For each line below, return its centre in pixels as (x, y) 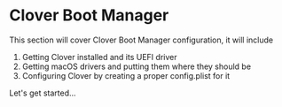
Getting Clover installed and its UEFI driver (99, 57)
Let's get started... (43, 93)
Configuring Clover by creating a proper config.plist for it (126, 75)
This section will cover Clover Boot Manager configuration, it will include (141, 40)
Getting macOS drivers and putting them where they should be (136, 66)
